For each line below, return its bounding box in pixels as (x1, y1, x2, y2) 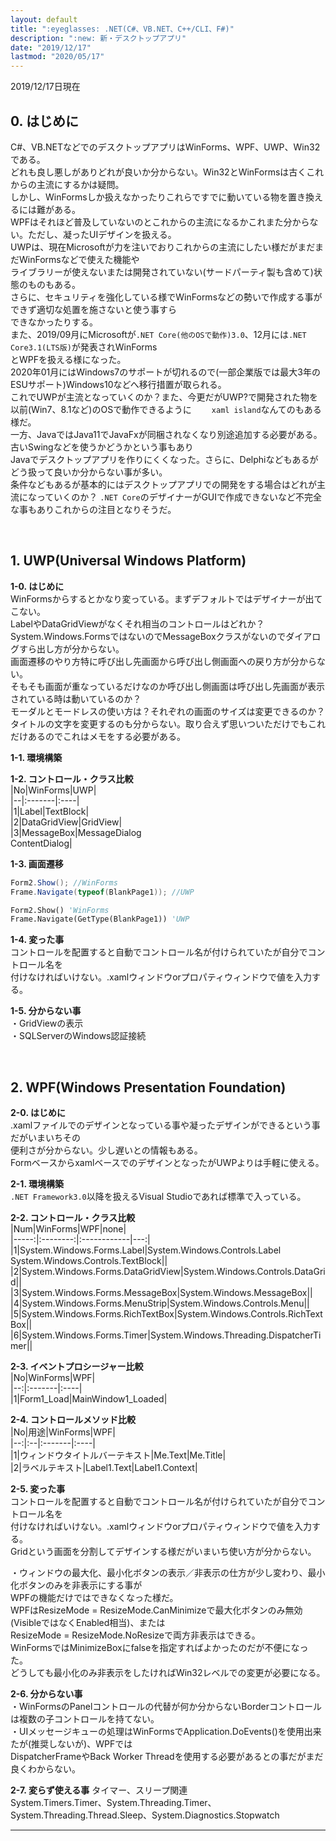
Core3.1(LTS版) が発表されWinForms (10, 341, 158, 353)
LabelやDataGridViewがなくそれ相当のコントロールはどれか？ (10, 617, 265, 630)
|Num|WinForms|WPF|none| (10, 1223, 127, 1235)
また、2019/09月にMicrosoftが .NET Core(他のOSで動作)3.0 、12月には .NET (10, 328, 307, 340)
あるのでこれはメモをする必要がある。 (27, 730, 186, 742)
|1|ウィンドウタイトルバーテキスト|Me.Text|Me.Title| (10, 1449, 227, 1461)
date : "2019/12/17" (10, 42, 92, 53)
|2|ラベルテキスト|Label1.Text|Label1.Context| (10, 1462, 198, 1474)
